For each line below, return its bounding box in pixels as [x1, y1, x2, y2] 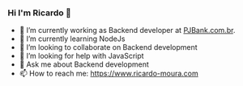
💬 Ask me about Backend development [19, 59, 149, 69]
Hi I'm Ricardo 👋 [7, 7, 72, 18]
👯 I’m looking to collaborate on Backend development [19, 43, 198, 52]
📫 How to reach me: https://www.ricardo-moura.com [19, 68, 199, 79]
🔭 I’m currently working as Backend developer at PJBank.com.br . [19, 26, 236, 35]
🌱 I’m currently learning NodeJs [19, 34, 126, 43]
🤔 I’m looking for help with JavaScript [19, 51, 144, 61]
